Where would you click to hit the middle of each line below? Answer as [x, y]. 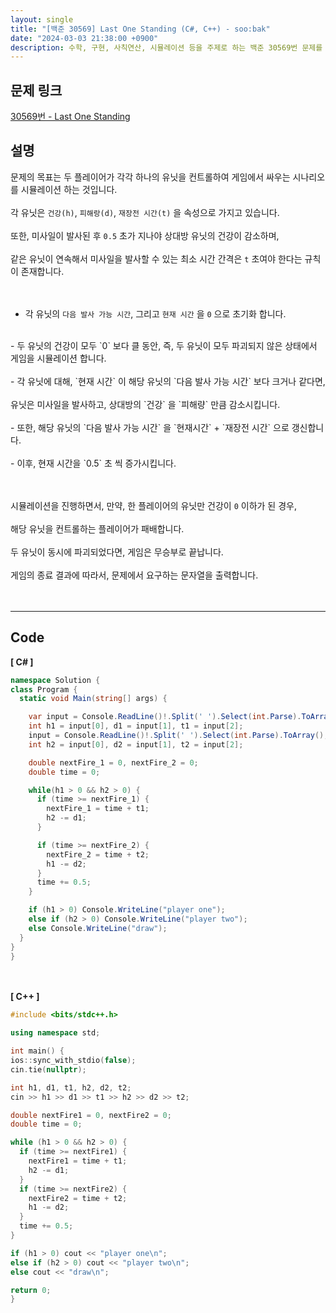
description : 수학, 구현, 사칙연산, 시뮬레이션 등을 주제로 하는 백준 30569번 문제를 [166, 47]
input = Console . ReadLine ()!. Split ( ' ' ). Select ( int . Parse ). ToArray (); [178, 736]
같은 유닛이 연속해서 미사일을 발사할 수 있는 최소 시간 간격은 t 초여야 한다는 [156, 258]
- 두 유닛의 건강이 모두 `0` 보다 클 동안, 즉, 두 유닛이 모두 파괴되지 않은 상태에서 [164, 345]
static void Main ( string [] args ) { [93, 699]
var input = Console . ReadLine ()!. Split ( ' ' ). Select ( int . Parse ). [165, 717]
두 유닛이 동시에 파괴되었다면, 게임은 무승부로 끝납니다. [117, 552]
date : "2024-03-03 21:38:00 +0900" [84, 38]
